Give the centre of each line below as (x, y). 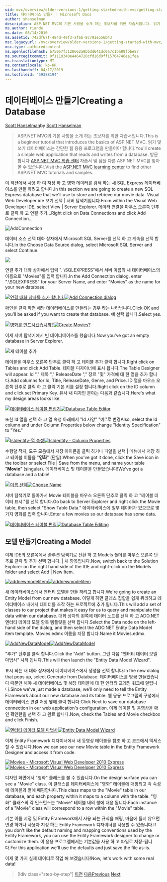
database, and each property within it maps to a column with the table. (78, 796)
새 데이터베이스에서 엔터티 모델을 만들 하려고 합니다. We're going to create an (81, 592)
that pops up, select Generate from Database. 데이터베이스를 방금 (71, 677)
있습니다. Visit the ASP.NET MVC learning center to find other (90, 167)
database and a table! (27, 474)
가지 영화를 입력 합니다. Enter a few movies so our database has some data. (81, 514)
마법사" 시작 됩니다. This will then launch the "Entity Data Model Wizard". (78, 660)
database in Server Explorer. (34, 341)
